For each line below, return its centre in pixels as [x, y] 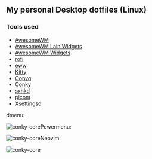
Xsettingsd [28, 103]
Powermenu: [56, 126]
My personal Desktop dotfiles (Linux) [77, 10]
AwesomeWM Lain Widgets [48, 46]
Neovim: [51, 138]
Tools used [22, 27]
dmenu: [15, 115]
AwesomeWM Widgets [43, 53]
